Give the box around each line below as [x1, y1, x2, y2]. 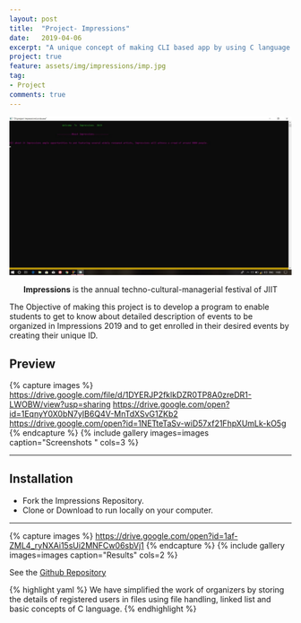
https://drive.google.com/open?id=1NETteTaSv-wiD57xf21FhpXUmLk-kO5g [9, 418, 287, 428]
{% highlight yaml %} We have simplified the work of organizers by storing [9, 584, 285, 595]
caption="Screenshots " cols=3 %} [9, 437, 139, 447]
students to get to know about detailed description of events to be [9, 311, 254, 322]
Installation [9, 472, 73, 487]
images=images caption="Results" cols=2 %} [9, 549, 178, 560]
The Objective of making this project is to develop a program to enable [9, 301, 270, 313]
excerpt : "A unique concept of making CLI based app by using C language [9, 43, 291, 52]
